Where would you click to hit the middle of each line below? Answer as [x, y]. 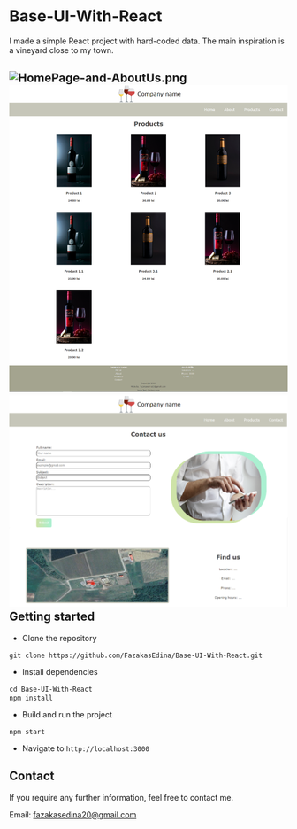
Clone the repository [59, 638]
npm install [31, 698]
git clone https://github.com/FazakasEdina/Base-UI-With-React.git [136, 655]
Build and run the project [67, 714]
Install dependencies [60, 671]
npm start [27, 732]
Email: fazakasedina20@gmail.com [73, 814]
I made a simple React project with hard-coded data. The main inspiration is [147, 41]
